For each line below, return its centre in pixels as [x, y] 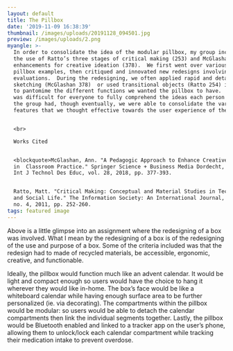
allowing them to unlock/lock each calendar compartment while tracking [110, 332]
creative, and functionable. [45, 260]
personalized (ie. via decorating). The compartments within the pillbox [107, 303]
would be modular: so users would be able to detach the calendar [101, 310]
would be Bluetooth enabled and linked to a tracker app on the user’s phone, [116, 325]
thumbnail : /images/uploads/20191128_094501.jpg [79, 33]
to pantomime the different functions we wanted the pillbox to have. [118, 91]
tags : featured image [38, 211]
